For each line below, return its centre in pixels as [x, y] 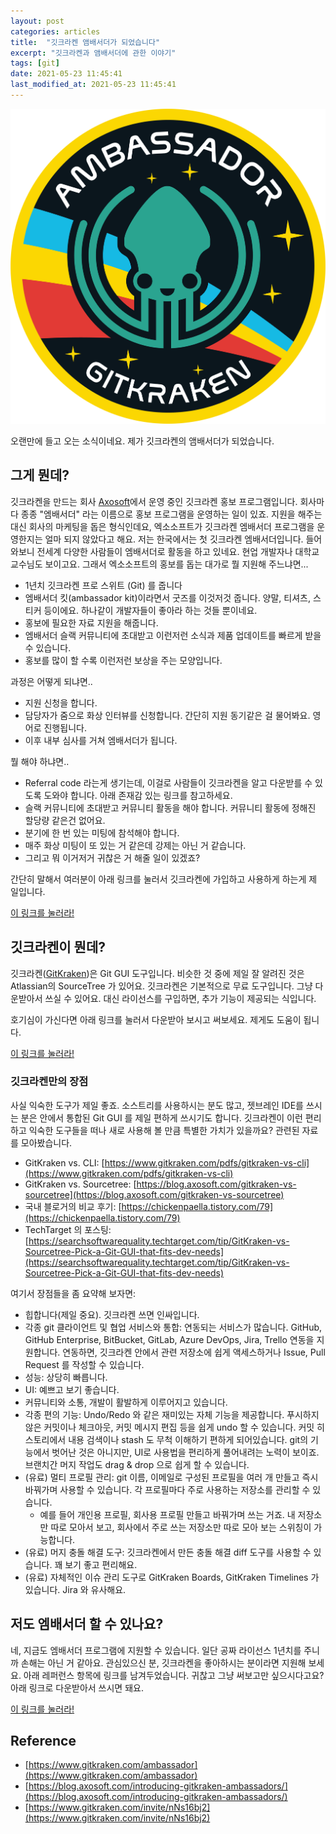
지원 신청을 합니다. [61, 702]
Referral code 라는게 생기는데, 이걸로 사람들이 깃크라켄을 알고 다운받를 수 [168, 782]
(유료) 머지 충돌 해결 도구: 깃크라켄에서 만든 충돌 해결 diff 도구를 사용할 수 [168, 1552]
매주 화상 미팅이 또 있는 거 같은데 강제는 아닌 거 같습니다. [135, 845]
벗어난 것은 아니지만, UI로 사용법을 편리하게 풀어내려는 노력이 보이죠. [185, 1452]
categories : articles [55, 31]
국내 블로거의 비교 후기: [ [73, 1206]
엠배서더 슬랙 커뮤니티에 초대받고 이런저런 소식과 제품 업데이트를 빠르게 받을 [173, 635]
